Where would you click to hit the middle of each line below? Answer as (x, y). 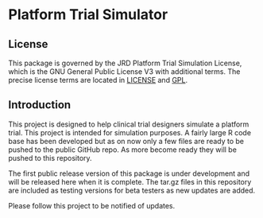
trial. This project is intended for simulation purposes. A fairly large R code (130, 132)
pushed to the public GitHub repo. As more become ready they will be (122, 150)
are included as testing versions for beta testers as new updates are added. (132, 190)
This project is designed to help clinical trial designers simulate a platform (129, 124)
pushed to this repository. (50, 158)
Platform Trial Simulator (88, 15)
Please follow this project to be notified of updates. (92, 205)
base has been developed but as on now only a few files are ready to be (126, 141)
